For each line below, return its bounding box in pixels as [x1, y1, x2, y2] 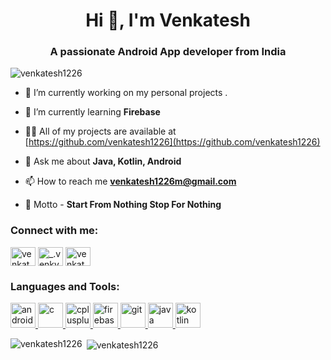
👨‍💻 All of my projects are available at [24, 125, 177, 138]
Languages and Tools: [10, 279, 120, 293]
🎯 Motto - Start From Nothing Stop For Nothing [24, 199, 222, 211]
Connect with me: [10, 224, 99, 238]
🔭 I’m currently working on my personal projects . [24, 87, 228, 99]
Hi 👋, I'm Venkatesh [85, 9, 251, 32]
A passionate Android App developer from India [49, 45, 287, 59]
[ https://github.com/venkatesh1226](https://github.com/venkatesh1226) [24, 136, 321, 148]
